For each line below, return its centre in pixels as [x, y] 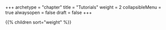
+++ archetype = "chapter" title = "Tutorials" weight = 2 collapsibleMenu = [83, 7]
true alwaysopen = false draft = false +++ [49, 12]
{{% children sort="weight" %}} [38, 22]
